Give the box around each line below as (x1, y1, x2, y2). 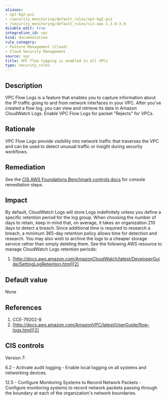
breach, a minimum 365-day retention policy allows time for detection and (5, 230, 157, 237)
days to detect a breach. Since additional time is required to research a (5, 225, 151, 231)
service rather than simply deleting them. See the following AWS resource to (5, 241, 162, 247)
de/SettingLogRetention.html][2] (12, 261, 79, 267)
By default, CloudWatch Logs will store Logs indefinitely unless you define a (5, 209, 161, 215)
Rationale (5, 125, 35, 134)
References (5, 303, 42, 312)
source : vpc (5, 53, 30, 59)
